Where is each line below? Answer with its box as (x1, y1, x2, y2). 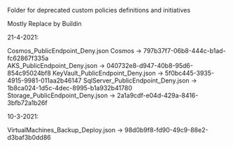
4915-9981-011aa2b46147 (7, 76, 82, 85)
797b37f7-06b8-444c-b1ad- (143, 47, 226, 55)
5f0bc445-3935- (164, 69, 215, 77)
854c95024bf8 (7, 69, 51, 77)
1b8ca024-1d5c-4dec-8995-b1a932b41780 (7, 84, 133, 92)
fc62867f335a (7, 54, 49, 62)
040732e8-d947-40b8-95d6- (106, 62, 194, 69)
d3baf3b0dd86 (7, 133, 51, 141)
